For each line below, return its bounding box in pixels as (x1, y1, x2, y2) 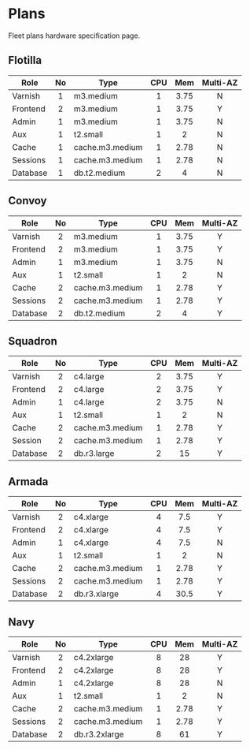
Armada (8, 475, 49, 488)
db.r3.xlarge (73, 588, 119, 599)
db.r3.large (73, 448, 115, 459)
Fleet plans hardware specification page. (8, 31, 141, 40)
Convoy (8, 194, 47, 207)
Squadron (8, 334, 57, 348)
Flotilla (8, 54, 42, 67)
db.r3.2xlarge (73, 729, 124, 740)
